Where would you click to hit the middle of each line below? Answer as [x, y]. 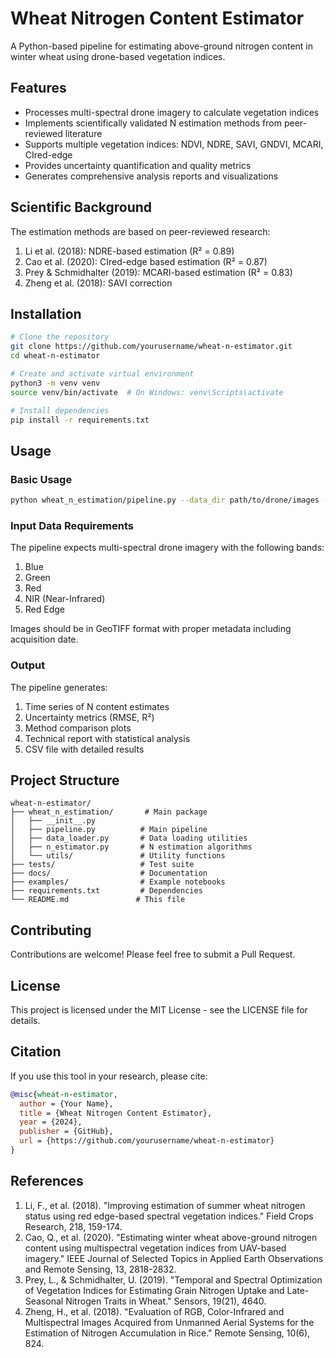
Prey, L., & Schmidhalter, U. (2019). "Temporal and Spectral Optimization [173, 1279]
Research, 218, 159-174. [73, 1226]
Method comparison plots [78, 728]
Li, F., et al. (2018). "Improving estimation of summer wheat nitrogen [165, 1205]
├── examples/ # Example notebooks [118, 882]
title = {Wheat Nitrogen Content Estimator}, [116, 1113]
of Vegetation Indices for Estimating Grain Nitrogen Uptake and [154, 1290]
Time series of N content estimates [97, 706]
